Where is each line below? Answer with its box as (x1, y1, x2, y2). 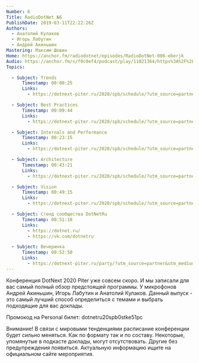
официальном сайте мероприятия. (6, 350, 94, 357)
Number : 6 (6, 8, 31, 15)
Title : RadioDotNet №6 (6, 14, 62, 20)
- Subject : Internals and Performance (11, 129, 108, 135)
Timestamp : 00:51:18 (21, 216, 73, 223)
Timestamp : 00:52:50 (21, 250, 73, 255)
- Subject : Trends (11, 75, 57, 81)
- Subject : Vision (11, 184, 57, 190)
